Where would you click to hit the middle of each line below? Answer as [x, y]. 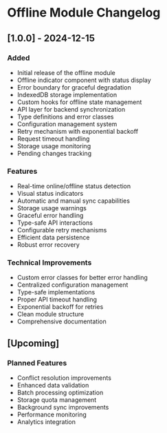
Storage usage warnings [52, 208]
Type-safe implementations [56, 292]
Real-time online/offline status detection [74, 186]
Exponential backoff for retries [60, 307]
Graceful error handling [50, 216]
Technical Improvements [49, 263]
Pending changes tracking [54, 153]
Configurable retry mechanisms [62, 230]
